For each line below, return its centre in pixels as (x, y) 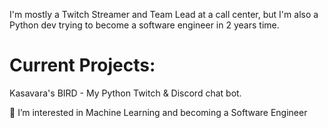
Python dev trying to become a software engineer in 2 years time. (144, 25)
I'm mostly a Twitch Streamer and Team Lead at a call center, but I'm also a (164, 14)
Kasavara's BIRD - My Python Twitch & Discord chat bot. (125, 93)
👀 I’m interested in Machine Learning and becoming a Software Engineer (158, 112)
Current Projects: (82, 65)
